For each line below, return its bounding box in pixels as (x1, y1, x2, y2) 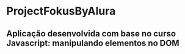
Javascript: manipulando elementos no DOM (6, 38, 180, 48)
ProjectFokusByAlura (6, 4, 116, 18)
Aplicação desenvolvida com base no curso (6, 29, 176, 39)
